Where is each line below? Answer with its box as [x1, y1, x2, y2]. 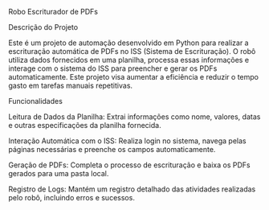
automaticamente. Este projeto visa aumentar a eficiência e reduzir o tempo [8, 72, 259, 81]
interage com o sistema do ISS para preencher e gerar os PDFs [8, 64, 218, 73]
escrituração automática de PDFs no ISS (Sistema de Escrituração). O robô [8, 47, 256, 56]
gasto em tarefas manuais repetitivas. [8, 80, 133, 90]
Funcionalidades [8, 97, 63, 105]
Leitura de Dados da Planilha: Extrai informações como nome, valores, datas [8, 112, 261, 121]
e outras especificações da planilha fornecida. [8, 121, 162, 130]
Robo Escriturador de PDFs [8, 7, 99, 16]
